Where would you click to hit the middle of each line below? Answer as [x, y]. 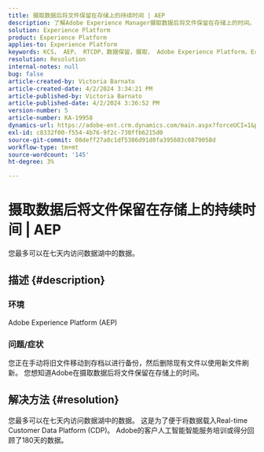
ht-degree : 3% [31, 162]
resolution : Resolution [47, 60]
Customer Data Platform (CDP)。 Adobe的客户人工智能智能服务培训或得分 [128, 430]
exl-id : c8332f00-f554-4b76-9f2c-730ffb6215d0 [86, 132]
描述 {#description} [57, 280]
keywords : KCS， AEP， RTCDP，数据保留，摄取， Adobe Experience [111, 52]
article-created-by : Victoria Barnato [71, 81]
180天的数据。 [45, 440]
